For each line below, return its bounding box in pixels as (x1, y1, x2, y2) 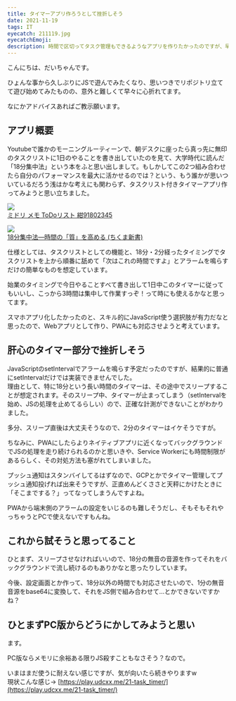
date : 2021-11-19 (7, 17, 58, 24)
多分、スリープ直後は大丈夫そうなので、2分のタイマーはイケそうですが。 (7, 423, 220, 432)
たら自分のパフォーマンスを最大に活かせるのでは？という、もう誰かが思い (7, 170, 223, 180)
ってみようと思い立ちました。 (7, 188, 93, 197)
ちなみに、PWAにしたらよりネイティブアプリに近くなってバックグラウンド (7, 438, 223, 447)
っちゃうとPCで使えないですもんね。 (7, 512, 114, 521)
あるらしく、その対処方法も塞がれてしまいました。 (7, 456, 155, 464)
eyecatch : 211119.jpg (7, 30, 71, 37)
